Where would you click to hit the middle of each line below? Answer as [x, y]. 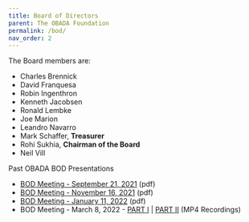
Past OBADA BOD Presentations [61, 168]
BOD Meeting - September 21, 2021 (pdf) [88, 184]
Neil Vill [33, 153]
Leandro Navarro [48, 127]
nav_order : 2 [30, 38]
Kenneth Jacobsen [51, 102]
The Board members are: [49, 61]
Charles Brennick [49, 76]
